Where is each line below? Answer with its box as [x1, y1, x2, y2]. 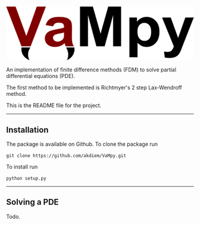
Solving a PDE [6, 197, 59, 207]
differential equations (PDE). [6, 73, 76, 80]
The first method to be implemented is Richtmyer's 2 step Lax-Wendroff [6, 84, 183, 91]
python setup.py [6, 176, 46, 182]
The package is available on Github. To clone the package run [6, 140, 158, 148]
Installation [6, 124, 49, 135]
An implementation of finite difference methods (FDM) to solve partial [6, 66, 177, 73]
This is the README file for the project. [6, 102, 102, 109]
